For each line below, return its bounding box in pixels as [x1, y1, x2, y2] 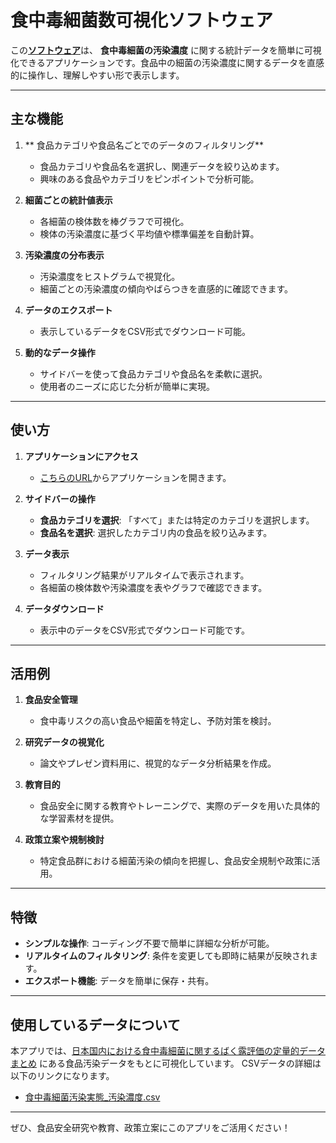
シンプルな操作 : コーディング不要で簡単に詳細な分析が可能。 [24, 937, 275, 950]
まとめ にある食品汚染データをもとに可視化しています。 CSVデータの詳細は [10, 1057, 322, 1069]
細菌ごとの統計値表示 [24, 194, 113, 206]
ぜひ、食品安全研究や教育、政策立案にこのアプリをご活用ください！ [10, 1122, 291, 1133]
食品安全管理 [24, 694, 78, 706]
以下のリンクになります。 [10, 1070, 115, 1081]
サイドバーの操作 [24, 492, 96, 505]
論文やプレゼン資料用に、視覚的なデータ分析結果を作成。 [39, 757, 277, 770]
